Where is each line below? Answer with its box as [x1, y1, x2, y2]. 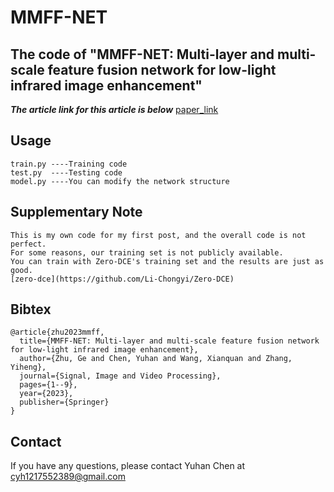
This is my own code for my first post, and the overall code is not [10, 230, 307, 240]
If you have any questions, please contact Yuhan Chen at [10, 460, 246, 472]
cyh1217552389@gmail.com [10, 471, 126, 483]
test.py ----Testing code [10, 167, 123, 178]
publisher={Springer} [19, 397, 110, 408]
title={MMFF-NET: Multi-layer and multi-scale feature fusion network [19, 336, 320, 346]
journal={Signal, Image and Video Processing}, [19, 371, 222, 381]
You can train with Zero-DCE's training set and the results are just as [10, 256, 325, 266]
